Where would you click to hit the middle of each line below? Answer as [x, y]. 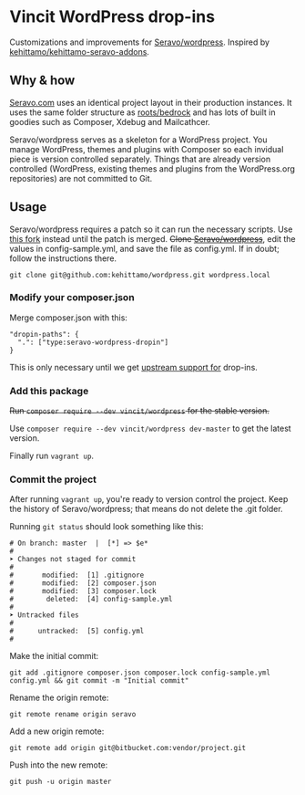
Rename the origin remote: [59, 698]
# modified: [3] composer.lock [83, 591]
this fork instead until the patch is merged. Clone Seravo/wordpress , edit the [152, 238]
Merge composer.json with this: [68, 318]
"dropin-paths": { [44, 334]
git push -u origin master [61, 782]
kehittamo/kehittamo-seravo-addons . [80, 51]
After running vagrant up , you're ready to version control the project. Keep [149, 499]
